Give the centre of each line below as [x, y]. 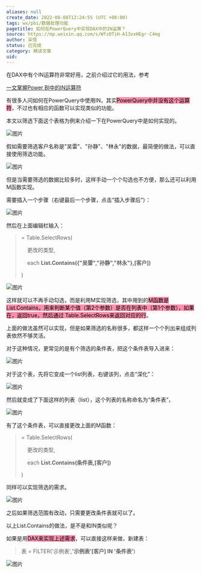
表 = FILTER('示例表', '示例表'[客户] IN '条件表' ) [78, 551]
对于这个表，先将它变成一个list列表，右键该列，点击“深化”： [81, 374]
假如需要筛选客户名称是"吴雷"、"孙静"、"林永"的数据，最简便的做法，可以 [98, 146]
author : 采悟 [22, 40]
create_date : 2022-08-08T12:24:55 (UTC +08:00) [67, 17]
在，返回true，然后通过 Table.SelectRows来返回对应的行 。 [79, 315]
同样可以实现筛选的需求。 [38, 487]
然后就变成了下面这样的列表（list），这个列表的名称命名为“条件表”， [90, 399]
